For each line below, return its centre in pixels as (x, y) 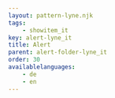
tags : (17, 23)
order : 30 (24, 60)
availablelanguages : (42, 67)
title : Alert (30, 45)
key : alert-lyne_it (40, 38)
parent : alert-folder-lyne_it (58, 52)
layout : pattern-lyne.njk (50, 15)
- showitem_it (45, 30)
